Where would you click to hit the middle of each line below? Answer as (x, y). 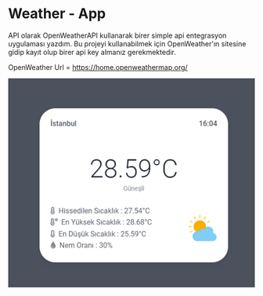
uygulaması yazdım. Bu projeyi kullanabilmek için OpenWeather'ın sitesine (127, 43)
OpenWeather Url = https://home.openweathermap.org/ (98, 67)
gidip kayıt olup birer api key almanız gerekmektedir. (92, 52)
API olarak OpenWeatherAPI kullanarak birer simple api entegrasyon (117, 35)
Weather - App (57, 14)
